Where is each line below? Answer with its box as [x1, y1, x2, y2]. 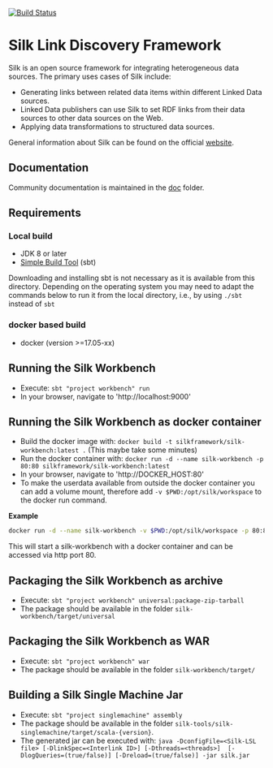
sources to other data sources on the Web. [19, 113, 164, 123]
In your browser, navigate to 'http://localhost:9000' [19, 391, 191, 401]
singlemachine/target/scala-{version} [19, 728, 152, 736]
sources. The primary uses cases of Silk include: [8, 71, 171, 81]
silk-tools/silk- [175, 719, 234, 728]
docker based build [8, 319, 87, 330]
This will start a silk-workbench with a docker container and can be [8, 541, 233, 551]
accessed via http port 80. [8, 550, 97, 560]
